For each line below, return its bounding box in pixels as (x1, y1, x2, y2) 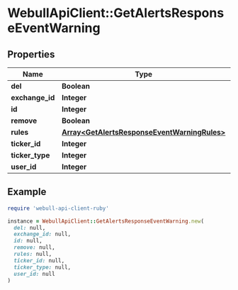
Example (7, 186, 47, 198)
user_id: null (13, 270, 55, 277)
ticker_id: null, (13, 257, 65, 264)
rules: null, (13, 250, 52, 258)
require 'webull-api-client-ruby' (7, 204, 110, 212)
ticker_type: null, (13, 264, 72, 271)
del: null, (13, 224, 46, 231)
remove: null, (13, 244, 55, 251)
